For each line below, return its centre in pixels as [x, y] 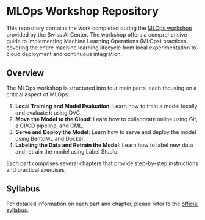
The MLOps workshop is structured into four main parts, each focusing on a [102, 88]
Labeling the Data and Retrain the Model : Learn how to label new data [104, 145]
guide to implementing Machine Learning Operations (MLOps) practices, [97, 41]
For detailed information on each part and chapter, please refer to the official [103, 204]
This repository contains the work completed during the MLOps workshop [99, 28]
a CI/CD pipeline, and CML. [49, 126]
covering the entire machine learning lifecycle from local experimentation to [101, 48]
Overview [25, 73]
